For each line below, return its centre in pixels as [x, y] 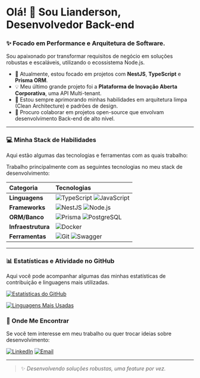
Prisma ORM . [31, 80]
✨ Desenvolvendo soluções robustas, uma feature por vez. [93, 368]
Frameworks [27, 207]
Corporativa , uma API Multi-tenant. [58, 93]
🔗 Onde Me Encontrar [38, 321]
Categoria [24, 188]
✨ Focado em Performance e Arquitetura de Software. [86, 43]
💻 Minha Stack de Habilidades [51, 140]
